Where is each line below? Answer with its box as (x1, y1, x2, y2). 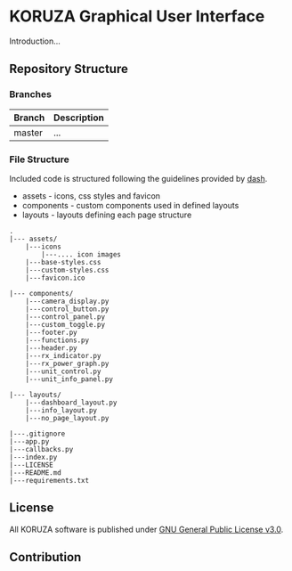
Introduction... (9, 36, 61, 46)
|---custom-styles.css (25, 265, 109, 274)
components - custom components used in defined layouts (21, 200, 239, 210)
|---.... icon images (41, 249, 122, 259)
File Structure (9, 153, 69, 166)
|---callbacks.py (9, 445, 74, 453)
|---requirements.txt (9, 476, 90, 485)
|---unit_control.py (25, 367, 101, 376)
